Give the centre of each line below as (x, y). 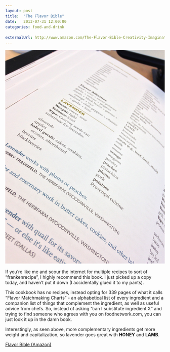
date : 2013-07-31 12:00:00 (36, 21)
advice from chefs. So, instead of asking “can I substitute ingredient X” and (83, 309)
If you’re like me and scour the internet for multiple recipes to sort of (76, 272)
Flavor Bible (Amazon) (28, 344)
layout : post (19, 11)
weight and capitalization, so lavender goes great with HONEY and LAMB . (82, 335)
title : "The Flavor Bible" (35, 16)
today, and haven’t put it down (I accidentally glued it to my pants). (75, 283)
